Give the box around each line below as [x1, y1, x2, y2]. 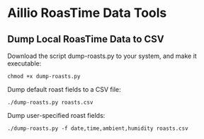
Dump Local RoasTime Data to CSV [7, 33, 164, 45]
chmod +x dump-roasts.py [7, 73, 81, 80]
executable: [7, 59, 42, 68]
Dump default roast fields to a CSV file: [7, 85, 122, 93]
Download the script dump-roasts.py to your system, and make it [7, 52, 197, 60]
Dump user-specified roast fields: [7, 111, 106, 119]
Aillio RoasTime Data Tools [7, 5, 167, 21]
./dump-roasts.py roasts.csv [7, 99, 93, 106]
